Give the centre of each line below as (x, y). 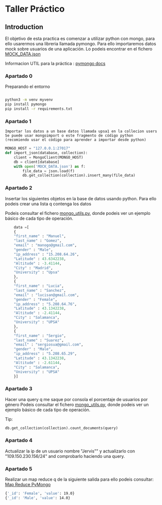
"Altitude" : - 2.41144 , (38, 313)
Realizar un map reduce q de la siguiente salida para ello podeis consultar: (79, 479)
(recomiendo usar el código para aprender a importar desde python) (76, 140)
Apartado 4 (19, 440)
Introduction (24, 27)
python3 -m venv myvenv (29, 100)
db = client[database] (37, 162)
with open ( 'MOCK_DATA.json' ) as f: (50, 166)
